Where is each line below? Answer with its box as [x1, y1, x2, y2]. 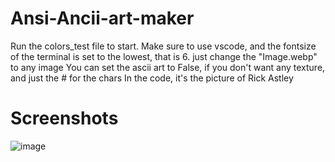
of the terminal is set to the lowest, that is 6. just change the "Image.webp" [10, 50, 318, 62]
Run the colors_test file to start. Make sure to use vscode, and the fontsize [10, 40, 317, 52]
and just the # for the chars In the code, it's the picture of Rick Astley [10, 72, 294, 84]
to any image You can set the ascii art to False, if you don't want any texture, [10, 61, 326, 73]
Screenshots [10, 107, 119, 130]
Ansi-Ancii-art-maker [10, 7, 195, 30]
